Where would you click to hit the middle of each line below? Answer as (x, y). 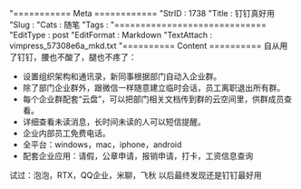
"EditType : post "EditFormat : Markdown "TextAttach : (111, 35)
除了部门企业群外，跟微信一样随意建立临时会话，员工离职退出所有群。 (154, 88)
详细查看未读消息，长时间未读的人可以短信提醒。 (114, 122)
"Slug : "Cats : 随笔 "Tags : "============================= (138, 25)
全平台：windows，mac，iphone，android (102, 144)
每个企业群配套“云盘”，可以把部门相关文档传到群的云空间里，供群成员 (153, 99)
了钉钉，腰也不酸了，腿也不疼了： (73, 57)
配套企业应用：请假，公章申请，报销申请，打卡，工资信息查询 (138, 156)
